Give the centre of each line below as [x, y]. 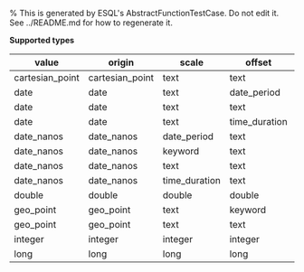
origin [121, 62]
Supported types [42, 40]
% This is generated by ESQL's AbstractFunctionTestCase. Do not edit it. [144, 13]
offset [259, 62]
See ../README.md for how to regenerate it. [91, 23]
